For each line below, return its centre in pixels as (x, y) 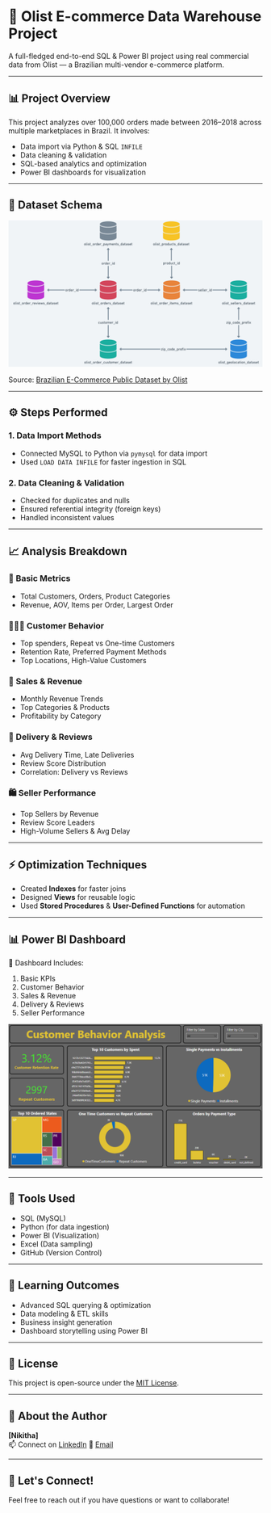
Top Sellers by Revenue (59, 813)
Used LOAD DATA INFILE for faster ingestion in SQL (103, 462)
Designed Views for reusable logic (77, 897)
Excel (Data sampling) (56, 1244)
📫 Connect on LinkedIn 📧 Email (61, 1444)
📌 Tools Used (42, 1199)
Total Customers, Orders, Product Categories (95, 596)
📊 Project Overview (59, 99)
